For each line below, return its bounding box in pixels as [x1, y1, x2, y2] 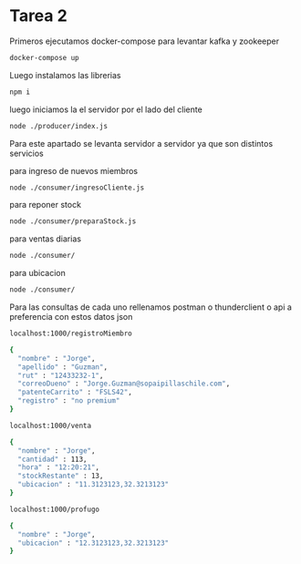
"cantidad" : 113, [17, 455, 88, 464]
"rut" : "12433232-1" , [17, 371, 104, 380]
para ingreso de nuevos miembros [9, 165, 139, 176]
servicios [9, 148, 44, 159]
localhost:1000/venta [9, 421, 92, 430]
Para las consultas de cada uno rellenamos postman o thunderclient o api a [9, 302, 292, 313]
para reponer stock [9, 200, 82, 210]
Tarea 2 [9, 5, 68, 26]
